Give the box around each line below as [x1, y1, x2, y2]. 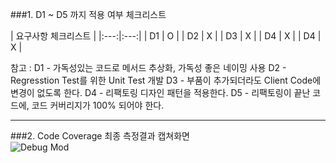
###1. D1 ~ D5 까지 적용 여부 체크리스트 [10, 9, 167, 20]
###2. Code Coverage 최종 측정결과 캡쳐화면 [10, 130, 190, 142]
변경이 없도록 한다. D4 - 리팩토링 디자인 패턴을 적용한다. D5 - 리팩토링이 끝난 [10, 87, 311, 98]
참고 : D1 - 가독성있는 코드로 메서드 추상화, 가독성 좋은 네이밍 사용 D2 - [10, 62, 287, 73]
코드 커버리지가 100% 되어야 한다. [31, 99, 165, 111]
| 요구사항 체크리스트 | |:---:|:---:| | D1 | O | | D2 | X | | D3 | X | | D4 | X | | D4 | [10, 30, 322, 42]
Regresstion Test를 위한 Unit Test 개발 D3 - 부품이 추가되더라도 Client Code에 [10, 74, 322, 86]
